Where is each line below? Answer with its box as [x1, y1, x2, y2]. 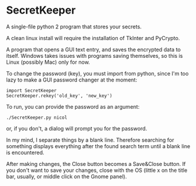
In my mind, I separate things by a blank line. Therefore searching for [6, 136, 175, 143]
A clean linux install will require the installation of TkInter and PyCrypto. [6, 34, 180, 41]
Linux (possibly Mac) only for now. [6, 58, 91, 66]
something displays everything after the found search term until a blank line [6, 142, 191, 149]
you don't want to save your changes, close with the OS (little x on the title [6, 167, 188, 174]
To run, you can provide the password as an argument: [6, 103, 140, 110]
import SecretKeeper [6, 87, 57, 93]
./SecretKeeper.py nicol [6, 115, 68, 120]
